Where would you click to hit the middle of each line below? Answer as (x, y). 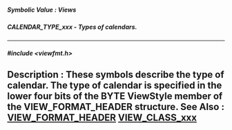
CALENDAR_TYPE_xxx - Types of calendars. (72, 27)
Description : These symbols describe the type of (116, 75)
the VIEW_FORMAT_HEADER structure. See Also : (116, 107)
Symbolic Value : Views (42, 10)
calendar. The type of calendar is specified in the (115, 86)
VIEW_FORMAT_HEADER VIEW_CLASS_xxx (102, 118)
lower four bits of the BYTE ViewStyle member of (115, 96)
